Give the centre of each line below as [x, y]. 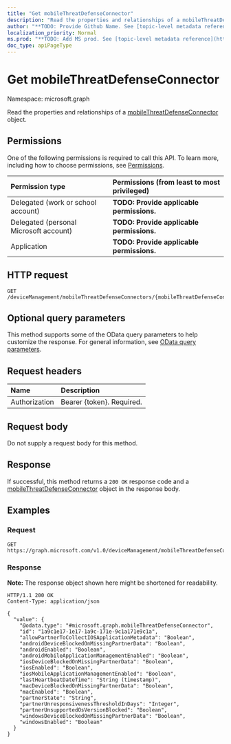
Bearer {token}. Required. [101, 402]
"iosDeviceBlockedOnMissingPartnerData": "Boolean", [97, 662]
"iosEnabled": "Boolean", [57, 667]
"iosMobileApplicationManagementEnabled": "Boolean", [98, 674]
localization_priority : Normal [52, 33]
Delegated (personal [44, 222]
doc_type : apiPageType [40, 46]
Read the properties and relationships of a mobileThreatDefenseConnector [113, 112]
